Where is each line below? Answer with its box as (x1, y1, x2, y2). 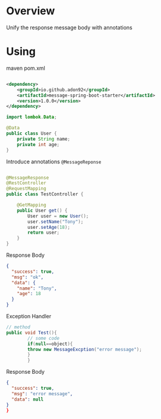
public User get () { (17, 207, 68, 213)
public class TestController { (6, 191, 84, 197)
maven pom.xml (6, 64, 46, 72)
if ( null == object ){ (27, 341, 73, 347)
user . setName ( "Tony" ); (27, 219, 84, 225)
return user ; (27, 229, 60, 236)
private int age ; (17, 141, 60, 147)
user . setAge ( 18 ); (27, 224, 70, 230)
